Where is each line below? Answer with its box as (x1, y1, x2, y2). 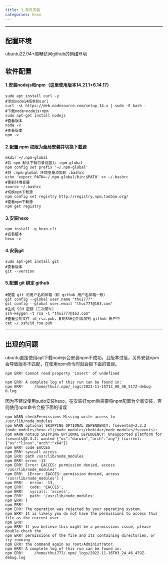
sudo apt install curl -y (5, 93, 59, 99)
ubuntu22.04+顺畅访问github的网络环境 (5, 51, 87, 57)
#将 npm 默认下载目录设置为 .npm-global (5, 160, 83, 166)
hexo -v (5, 236, 21, 241)
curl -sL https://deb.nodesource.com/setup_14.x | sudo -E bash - (5, 103, 146, 108)
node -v (5, 123, 21, 128)
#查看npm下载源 (5, 200, 33, 205)
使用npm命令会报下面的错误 (9, 404, 67, 410)
